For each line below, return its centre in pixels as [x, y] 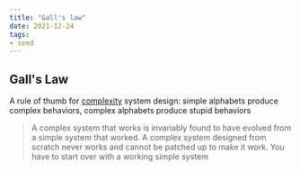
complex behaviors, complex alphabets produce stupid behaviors [130, 111]
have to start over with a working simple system [120, 157]
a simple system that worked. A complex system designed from [149, 138]
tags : [19, 34]
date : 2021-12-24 [42, 26]
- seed [22, 43]
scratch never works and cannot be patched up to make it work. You [158, 147]
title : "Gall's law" [48, 18]
